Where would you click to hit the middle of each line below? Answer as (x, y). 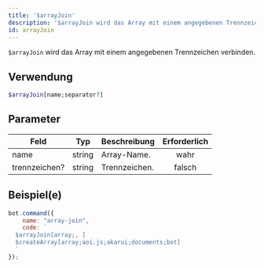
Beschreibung (128, 141)
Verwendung (40, 76)
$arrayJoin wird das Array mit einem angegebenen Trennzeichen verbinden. (132, 53)
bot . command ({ (31, 213)
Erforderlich (185, 141)
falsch (185, 167)
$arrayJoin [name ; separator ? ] (56, 95)
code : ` (35, 228)
